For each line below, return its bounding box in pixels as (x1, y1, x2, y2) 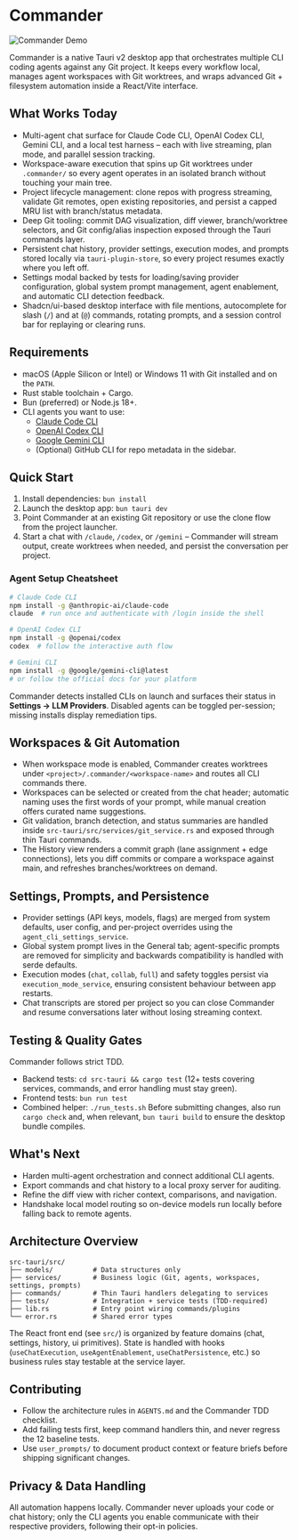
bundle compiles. (21, 1121, 86, 1131)
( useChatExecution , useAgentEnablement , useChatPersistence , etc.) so (9, 1346, 261, 1358)
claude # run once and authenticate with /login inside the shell (9, 609, 265, 619)
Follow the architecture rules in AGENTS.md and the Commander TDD (21, 1406, 270, 1416)
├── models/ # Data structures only (9, 1265, 181, 1274)
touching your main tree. (21, 177, 113, 188)
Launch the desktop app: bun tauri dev (21, 503, 168, 514)
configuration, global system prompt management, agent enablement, (21, 281, 279, 292)
